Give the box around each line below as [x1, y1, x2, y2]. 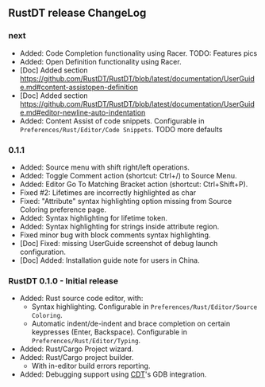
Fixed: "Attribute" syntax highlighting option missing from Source [19, 196, 232, 205]
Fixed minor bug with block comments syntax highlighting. [19, 230, 211, 240]
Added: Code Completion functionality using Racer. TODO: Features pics [19, 48, 258, 58]
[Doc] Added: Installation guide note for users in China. [19, 255, 200, 265]
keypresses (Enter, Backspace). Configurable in [31, 327, 188, 337]
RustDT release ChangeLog [8, 6, 147, 20]
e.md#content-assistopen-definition [19, 82, 139, 92]
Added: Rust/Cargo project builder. [19, 353, 134, 362]
